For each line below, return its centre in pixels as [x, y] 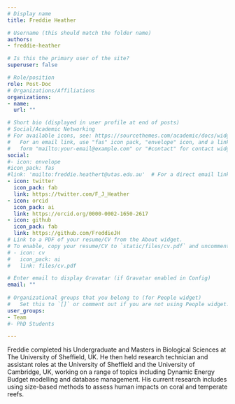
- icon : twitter [31, 181]
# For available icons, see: [50, 136]
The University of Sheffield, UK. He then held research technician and [108, 357]
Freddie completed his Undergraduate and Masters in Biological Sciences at [117, 349]
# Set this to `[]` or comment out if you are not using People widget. [119, 304]
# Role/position [31, 78]
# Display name [29, 14]
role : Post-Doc [29, 84]
